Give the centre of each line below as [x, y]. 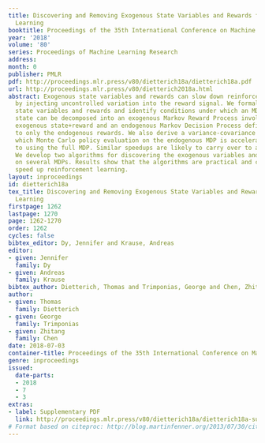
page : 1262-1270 [35, 221]
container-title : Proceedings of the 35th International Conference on [128, 353]
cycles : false [32, 236]
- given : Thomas [35, 302]
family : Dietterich [47, 309]
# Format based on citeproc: [56, 426]
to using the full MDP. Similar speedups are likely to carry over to [134, 148]
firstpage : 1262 [35, 206]
